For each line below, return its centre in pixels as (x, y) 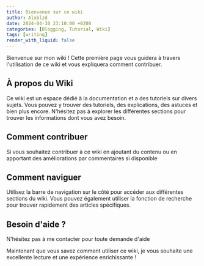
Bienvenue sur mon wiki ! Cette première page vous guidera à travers (93, 58)
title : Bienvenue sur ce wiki (45, 12)
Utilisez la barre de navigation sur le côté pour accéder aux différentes (95, 192)
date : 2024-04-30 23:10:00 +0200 (49, 23)
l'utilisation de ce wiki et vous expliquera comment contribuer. (84, 64)
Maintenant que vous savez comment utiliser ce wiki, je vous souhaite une (100, 251)
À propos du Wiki (40, 83)
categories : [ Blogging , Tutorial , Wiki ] (59, 29)
